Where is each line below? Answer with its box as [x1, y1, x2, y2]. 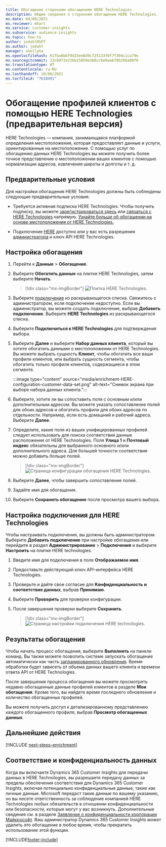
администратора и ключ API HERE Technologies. [12, 234, 115, 240]
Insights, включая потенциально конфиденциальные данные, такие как [5, 785, 156, 791]
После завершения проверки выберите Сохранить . [12, 606, 123, 612]
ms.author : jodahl [5, 44, 43, 49]
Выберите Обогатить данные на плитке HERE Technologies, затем [12, 271, 154, 277]
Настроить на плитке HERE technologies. [5, 548, 92, 554]
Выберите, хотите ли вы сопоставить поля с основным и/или [12, 396, 142, 403]
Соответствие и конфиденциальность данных [5, 756, 157, 765]
